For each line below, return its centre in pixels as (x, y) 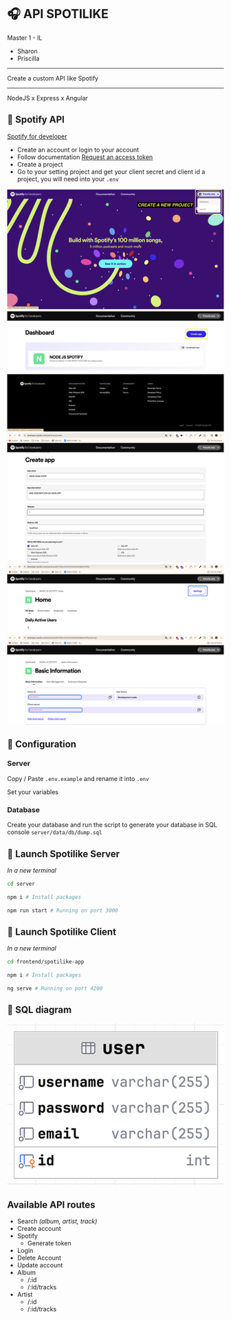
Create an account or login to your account (78, 149)
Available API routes (51, 1204)
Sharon (27, 51)
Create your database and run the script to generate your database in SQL (112, 825)
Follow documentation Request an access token (85, 157)
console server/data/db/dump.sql (55, 832)
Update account (40, 1265)
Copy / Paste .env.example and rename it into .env (78, 778)
